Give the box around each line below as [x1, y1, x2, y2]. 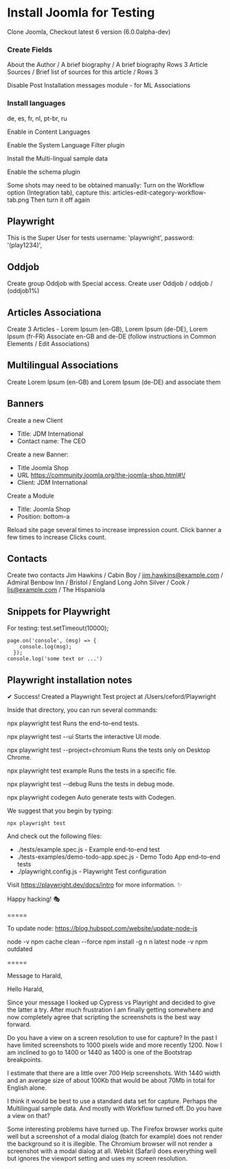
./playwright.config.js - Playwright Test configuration [16, 867, 167, 876]
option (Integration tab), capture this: [7, 188, 111, 196]
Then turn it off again [30, 195, 91, 204]
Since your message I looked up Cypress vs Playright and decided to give [7, 998, 216, 1007]
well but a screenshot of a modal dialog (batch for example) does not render [7, 1132, 223, 1141]
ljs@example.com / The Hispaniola [7, 586, 105, 594]
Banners [7, 398, 45, 409]
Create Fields [7, 45, 53, 54]
